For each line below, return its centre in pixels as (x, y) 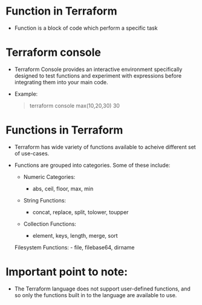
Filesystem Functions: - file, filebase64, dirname (74, 247)
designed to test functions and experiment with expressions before (98, 75)
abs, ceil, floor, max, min (63, 189)
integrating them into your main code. (61, 82)
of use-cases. (32, 153)
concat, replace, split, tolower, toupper (80, 212)
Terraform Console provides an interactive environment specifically (98, 69)
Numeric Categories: (49, 176)
